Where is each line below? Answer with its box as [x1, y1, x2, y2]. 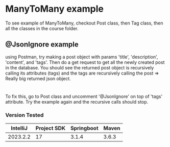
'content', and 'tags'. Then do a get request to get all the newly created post [5, 59, 165, 65]
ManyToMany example [5, 3, 104, 15]
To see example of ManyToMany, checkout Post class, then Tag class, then [5, 20, 163, 26]
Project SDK [35, 125, 66, 132]
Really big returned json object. [5, 75, 71, 82]
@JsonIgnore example [5, 40, 79, 49]
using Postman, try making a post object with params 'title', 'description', [5, 54, 158, 60]
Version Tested [5, 111, 44, 118]
